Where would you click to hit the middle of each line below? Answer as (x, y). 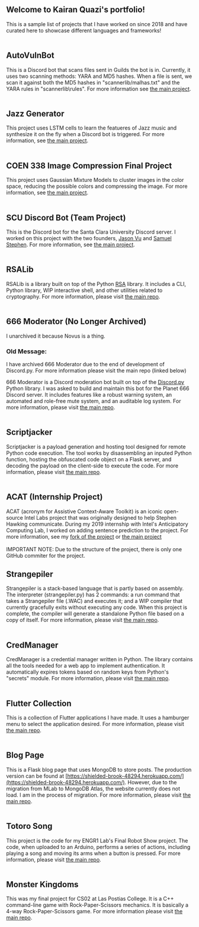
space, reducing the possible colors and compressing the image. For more (97, 186)
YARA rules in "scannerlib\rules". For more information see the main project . (99, 89)
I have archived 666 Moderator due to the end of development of (85, 364)
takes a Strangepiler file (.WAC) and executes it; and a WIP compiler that (94, 601)
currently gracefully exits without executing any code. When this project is (97, 607)
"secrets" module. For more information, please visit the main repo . (88, 678)
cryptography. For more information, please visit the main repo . (83, 296)
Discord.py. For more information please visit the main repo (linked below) (96, 370)
